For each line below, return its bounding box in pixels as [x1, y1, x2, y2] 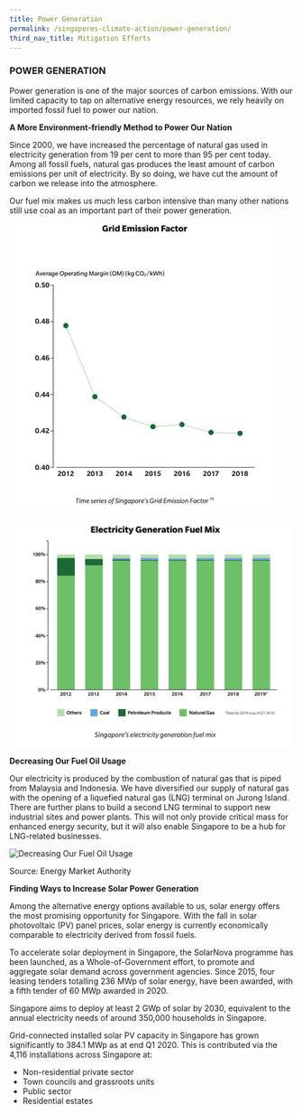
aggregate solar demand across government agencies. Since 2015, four [9, 966, 275, 977]
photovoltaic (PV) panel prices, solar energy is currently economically [9, 920, 269, 931]
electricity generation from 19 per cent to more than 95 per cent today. [9, 149, 271, 160]
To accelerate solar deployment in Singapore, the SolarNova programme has [9, 947, 294, 958]
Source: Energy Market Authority [9, 865, 132, 876]
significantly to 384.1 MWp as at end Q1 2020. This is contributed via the [9, 1039, 278, 1050]
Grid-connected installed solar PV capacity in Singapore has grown [9, 1030, 260, 1041]
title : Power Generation [9, 14, 103, 23]
